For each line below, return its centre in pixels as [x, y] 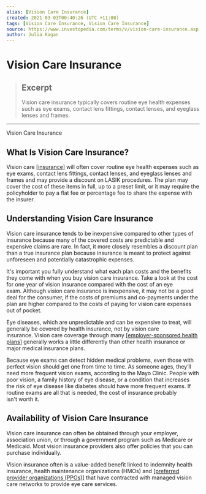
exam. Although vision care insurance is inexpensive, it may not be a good [100, 291]
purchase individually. [34, 452]
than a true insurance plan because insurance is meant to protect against [99, 253]
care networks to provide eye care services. [62, 484]
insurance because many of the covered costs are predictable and [90, 240]
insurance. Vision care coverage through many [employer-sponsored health [102, 335]
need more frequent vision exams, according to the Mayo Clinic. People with [103, 373]
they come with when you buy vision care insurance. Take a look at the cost [102, 278]
